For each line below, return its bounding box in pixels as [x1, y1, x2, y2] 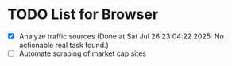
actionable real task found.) [18, 41, 109, 49]
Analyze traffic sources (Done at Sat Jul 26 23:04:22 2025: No [18, 31, 224, 41]
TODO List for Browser [7, 5, 159, 24]
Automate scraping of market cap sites [18, 49, 146, 58]
